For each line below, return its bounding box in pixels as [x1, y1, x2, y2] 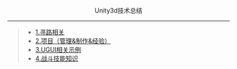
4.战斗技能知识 [35, 54, 79, 63]
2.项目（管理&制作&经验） [35, 37, 111, 45]
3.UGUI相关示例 [35, 46, 82, 54]
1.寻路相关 [35, 28, 65, 36]
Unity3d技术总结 [94, 6, 143, 15]
